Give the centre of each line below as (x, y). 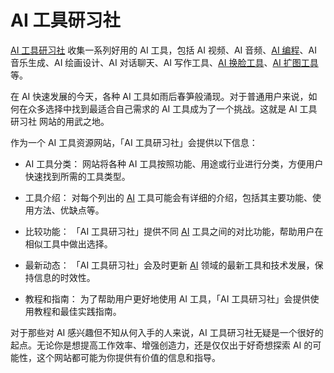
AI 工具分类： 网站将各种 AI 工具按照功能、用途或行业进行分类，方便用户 (174, 163)
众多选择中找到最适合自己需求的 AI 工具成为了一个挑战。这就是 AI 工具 (172, 108)
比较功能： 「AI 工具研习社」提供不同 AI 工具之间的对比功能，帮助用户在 (174, 231)
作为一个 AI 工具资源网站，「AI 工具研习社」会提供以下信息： (134, 142)
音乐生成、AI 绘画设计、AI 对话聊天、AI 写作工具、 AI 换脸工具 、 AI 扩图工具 (164, 62)
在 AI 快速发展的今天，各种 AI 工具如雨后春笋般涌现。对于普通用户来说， (159, 96)
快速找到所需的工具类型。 (77, 176)
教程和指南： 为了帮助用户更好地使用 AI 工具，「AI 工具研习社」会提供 (167, 298)
